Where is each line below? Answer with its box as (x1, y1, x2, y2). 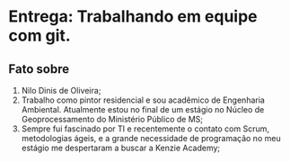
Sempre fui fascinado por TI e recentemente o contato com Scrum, (21, 123, 270, 134)
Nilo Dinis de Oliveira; (21, 85, 101, 95)
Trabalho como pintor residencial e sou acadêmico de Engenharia (21, 94, 266, 105)
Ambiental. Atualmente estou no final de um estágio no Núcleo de (21, 104, 265, 114)
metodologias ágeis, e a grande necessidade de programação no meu (21, 133, 281, 143)
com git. (8, 25, 71, 46)
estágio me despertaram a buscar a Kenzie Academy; (21, 142, 221, 153)
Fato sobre (8, 61, 69, 76)
